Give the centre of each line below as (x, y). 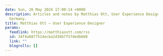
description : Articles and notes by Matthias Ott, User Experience (75, 14)
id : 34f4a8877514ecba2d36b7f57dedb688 (49, 37)
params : (13, 28)
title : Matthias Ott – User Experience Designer (55, 23)
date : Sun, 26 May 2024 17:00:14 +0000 (45, 9)
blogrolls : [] (24, 46)
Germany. (18, 19)
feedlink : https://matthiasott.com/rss (50, 32)
